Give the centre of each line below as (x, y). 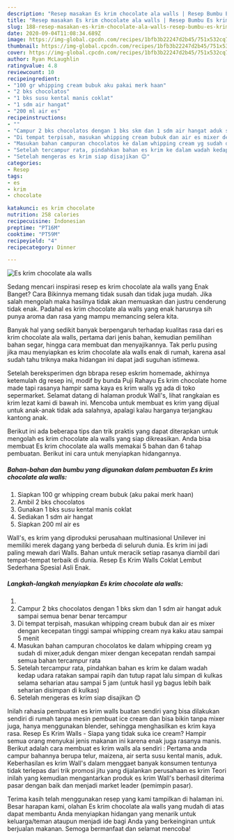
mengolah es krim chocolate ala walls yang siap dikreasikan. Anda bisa (109, 439)
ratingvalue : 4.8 (32, 66)
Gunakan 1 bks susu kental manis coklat (75, 509)
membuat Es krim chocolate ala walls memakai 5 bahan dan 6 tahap (104, 446)
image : (17, 40)
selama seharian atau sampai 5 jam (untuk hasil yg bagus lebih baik (114, 683)
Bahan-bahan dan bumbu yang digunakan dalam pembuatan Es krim (110, 470)
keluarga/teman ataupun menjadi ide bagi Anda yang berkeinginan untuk (111, 821)
